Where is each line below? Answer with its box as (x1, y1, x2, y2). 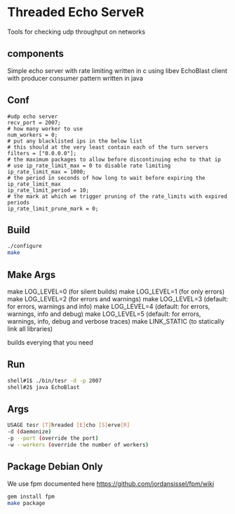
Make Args (7, 268, 56, 281)
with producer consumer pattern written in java (7, 74, 144, 82)
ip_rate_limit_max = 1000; (7, 168, 86, 176)
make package (7, 499, 46, 506)
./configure (7, 243, 42, 250)
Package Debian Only (7, 461, 103, 473)
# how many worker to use (7, 125, 83, 132)
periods (7, 199, 30, 206)
